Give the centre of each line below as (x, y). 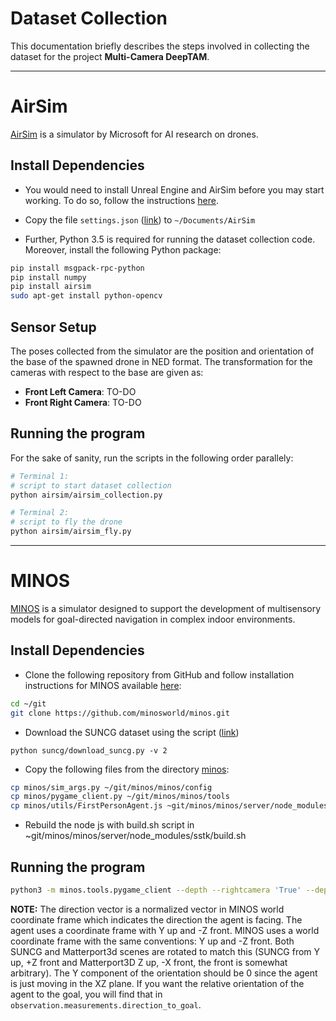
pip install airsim (51, 287)
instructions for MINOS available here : (103, 685)
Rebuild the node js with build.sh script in (109, 825)
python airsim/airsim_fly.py (71, 532)
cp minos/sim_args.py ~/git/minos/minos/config (111, 787)
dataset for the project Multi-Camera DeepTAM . (110, 56)
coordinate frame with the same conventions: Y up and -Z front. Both (152, 941)
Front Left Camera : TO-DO (80, 391)
